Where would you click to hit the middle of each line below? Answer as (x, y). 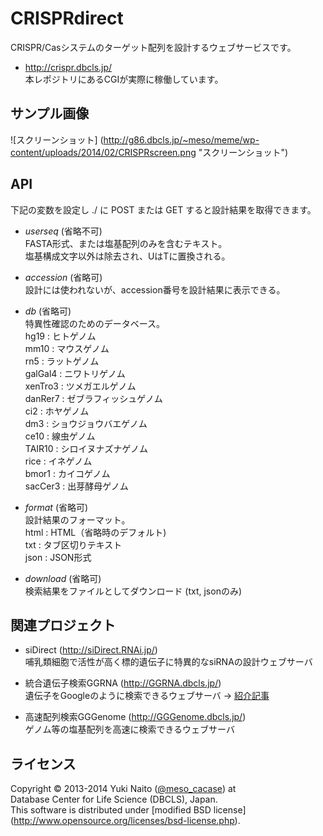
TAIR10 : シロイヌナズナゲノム (86, 448)
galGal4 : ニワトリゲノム (75, 373)
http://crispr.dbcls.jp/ (68, 67)
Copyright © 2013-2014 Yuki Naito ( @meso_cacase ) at (123, 789)
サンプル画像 (50, 113)
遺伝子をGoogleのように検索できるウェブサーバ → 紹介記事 (147, 696)
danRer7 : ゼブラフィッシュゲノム (93, 398)
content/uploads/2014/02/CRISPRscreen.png (103, 152)
